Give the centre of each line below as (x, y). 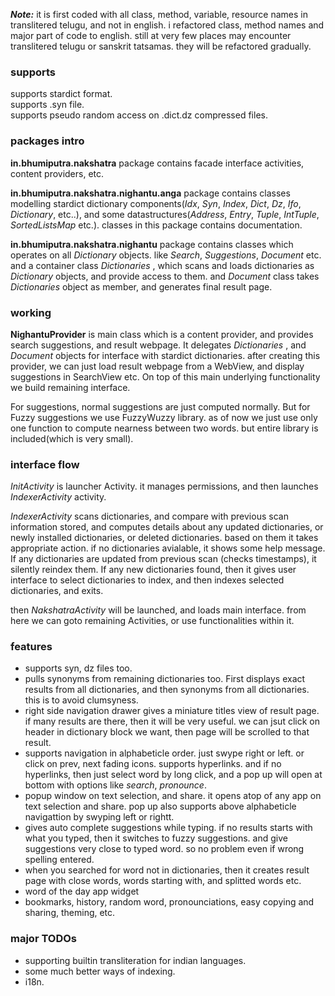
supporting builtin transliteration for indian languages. (135, 960)
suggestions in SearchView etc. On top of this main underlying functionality (165, 376)
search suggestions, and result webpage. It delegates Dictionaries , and (158, 345)
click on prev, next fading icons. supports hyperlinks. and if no (153, 764)
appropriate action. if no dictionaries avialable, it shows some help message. (168, 548)
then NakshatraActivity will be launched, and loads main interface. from (158, 610)
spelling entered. (59, 860)
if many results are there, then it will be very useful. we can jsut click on (172, 721)
